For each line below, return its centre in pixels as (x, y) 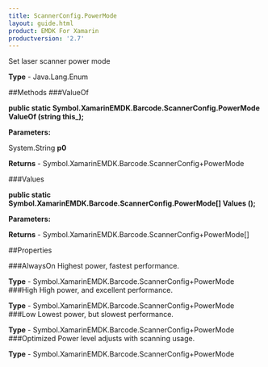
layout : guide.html (41, 23)
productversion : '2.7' (46, 38)
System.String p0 (38, 148)
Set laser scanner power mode (59, 61)
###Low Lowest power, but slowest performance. (91, 315)
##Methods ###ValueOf (48, 93)
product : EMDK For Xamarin (54, 31)
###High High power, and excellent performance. (91, 290)
